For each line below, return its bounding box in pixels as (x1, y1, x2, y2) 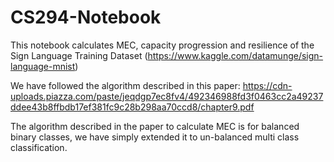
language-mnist (10, 60, 76, 72)
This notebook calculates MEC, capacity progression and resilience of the (10, 39, 315, 51)
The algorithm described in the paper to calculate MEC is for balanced (10, 120, 300, 132)
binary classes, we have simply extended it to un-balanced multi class (10, 131, 300, 143)
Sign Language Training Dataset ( (10, 49, 148, 61)
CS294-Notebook (10, 6, 162, 29)
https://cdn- (242, 79, 293, 91)
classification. (10, 141, 68, 153)
